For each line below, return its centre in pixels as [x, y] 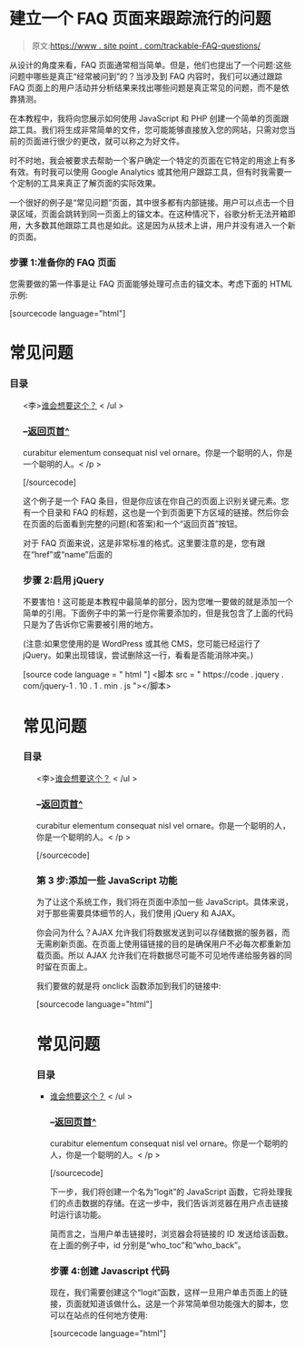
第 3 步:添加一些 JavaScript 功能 [107, 880]
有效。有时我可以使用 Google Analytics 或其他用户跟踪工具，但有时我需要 [147, 171]
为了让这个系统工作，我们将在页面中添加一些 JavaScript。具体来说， [164, 902]
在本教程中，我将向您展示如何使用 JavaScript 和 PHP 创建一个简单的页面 [145, 118]
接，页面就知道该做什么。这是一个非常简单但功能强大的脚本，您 [169, 1304]
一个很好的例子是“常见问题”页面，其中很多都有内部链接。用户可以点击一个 [148, 202]
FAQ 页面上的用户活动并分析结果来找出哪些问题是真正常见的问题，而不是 [145, 87]
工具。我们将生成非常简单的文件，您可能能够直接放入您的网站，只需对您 [152, 129]
